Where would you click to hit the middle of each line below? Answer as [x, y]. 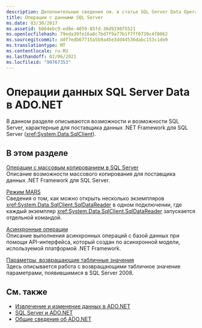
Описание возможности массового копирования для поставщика [91, 174]
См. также [27, 292]
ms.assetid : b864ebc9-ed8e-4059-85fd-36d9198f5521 [71, 29]
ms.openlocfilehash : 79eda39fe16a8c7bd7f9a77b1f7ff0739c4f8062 [87, 34]
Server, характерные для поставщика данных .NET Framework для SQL [97, 128]
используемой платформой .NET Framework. [64, 249]
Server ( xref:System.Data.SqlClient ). [51, 134]
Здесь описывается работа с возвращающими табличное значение [93, 267]
